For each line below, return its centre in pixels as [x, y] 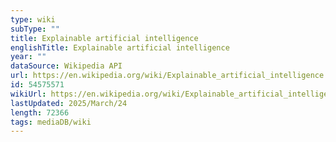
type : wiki [33, 19]
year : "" [28, 57]
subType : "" [35, 29]
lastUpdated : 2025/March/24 [69, 103]
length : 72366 [40, 112]
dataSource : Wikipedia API [66, 66]
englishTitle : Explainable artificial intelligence [120, 47]
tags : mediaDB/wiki [51, 122]
